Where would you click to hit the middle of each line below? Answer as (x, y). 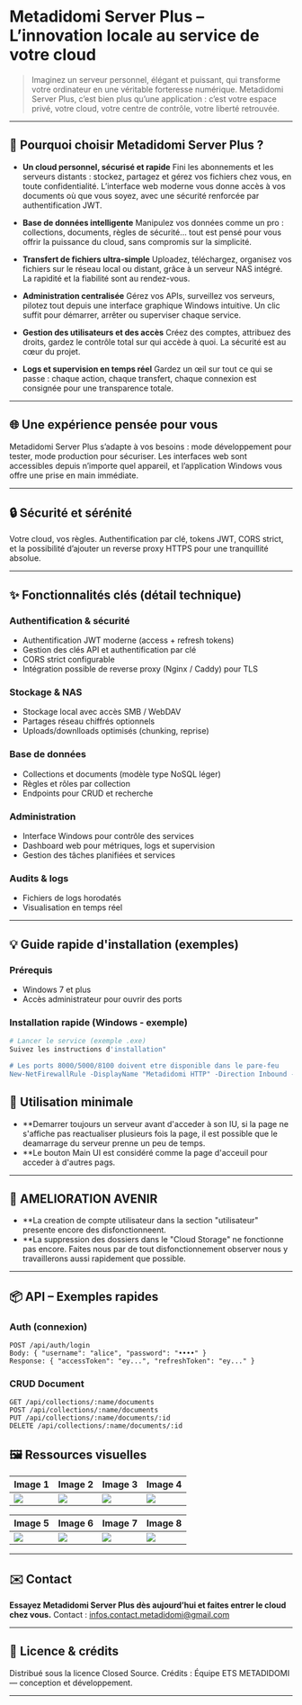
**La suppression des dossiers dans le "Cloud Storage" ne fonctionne (153, 1240)
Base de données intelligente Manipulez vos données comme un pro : (153, 222)
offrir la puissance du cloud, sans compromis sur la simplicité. (137, 241)
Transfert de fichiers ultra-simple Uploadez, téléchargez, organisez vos (157, 259)
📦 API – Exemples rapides (84, 1297)
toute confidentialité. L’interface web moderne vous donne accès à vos (154, 185)
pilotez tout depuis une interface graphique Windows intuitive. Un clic (151, 305)
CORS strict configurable (68, 660)
